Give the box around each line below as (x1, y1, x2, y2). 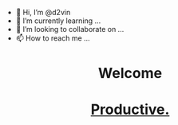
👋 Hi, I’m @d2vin (15, 8, 71, 17)
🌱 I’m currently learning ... (15, 16, 101, 25)
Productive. (90, 100, 170, 119)
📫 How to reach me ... (15, 33, 90, 43)
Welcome (98, 64, 162, 83)
